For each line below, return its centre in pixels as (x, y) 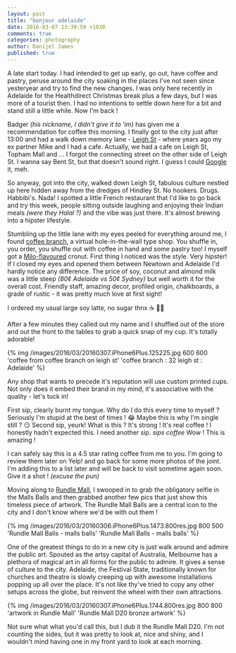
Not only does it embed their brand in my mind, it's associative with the (110, 389)
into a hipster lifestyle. (39, 220)
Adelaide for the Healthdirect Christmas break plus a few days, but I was (112, 95)
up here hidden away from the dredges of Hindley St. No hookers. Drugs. (113, 190)
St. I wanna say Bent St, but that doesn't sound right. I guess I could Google (117, 161)
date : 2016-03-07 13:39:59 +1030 (56, 27)
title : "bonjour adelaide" (47, 20)
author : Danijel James (41, 46)
